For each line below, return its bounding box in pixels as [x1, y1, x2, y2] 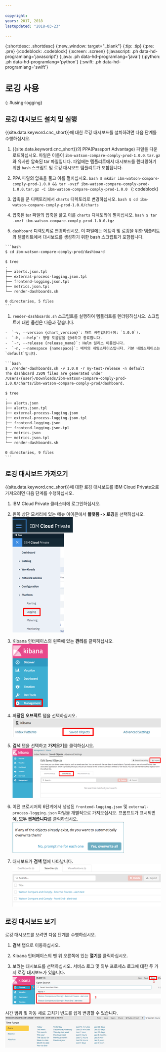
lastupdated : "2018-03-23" [5, 24, 61, 29]
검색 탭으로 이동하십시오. [12, 942, 60, 948]
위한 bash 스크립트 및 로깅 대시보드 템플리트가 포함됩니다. [12, 164, 123, 170]
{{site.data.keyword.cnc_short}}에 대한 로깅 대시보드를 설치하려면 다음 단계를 [5, 129, 157, 135]
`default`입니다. [5, 351, 38, 356]
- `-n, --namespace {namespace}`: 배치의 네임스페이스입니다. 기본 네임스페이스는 [5, 346, 161, 351]
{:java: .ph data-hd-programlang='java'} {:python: [59, 53, 161, 59]
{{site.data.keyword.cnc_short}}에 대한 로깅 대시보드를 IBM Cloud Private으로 [5, 484, 160, 490]
